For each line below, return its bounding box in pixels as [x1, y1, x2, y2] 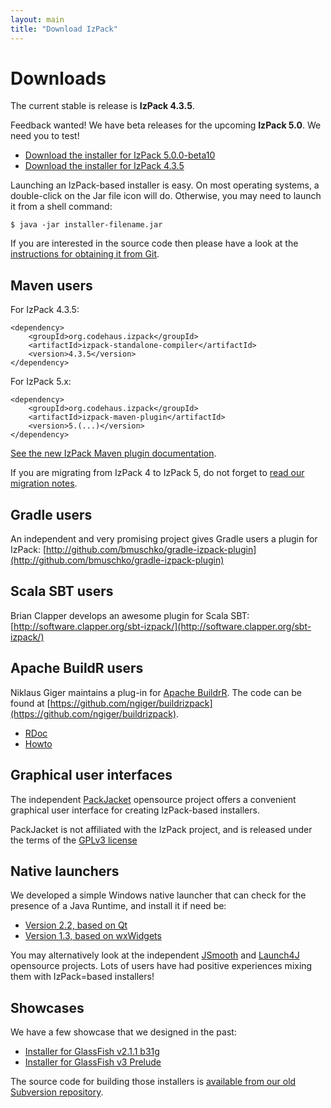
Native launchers [10, 862, 120, 880]
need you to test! [10, 130, 80, 142]
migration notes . [10, 477, 78, 490]
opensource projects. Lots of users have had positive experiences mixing [10, 960, 313, 972]
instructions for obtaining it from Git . [10, 248, 160, 260]
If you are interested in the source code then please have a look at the [10, 237, 299, 250]
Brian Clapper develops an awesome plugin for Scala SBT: [10, 609, 250, 621]
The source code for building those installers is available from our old [10, 1076, 297, 1088]
